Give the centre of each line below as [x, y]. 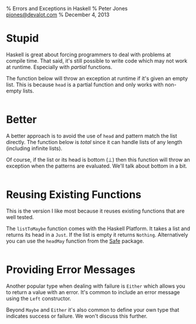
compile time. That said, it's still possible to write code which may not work [97, 60]
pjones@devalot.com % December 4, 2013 [58, 15]
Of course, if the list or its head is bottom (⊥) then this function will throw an [98, 159]
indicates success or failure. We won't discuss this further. [77, 316]
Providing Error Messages [71, 270]
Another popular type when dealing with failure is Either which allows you [96, 286]
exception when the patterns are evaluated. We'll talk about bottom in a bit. [97, 166]
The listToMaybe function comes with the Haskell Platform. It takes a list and [98, 228]
